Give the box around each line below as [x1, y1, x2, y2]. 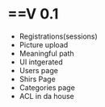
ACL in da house [19, 91, 74, 101]
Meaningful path [19, 48, 74, 58]
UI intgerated [19, 57, 64, 67]
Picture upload [19, 39, 69, 49]
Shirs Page [19, 74, 56, 84]
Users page [19, 65, 58, 75]
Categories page [19, 82, 76, 93]
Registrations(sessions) [19, 31, 98, 41]
